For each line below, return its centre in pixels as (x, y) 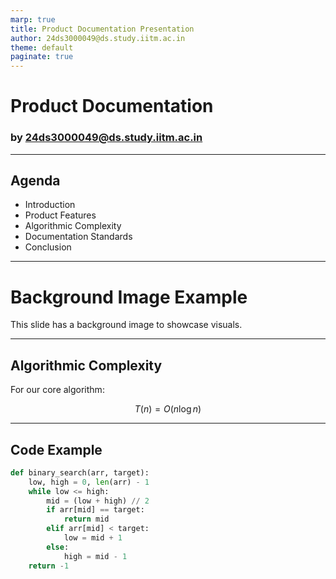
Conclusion (48, 247)
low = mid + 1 (93, 538)
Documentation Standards (78, 237)
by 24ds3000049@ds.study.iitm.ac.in (106, 138)
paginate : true (42, 57)
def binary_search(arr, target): (80, 472)
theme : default (42, 47)
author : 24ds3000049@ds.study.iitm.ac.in (98, 38)
